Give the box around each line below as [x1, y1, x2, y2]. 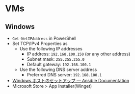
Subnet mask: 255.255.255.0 [27, 56, 85, 62]
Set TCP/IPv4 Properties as [12, 41, 68, 47]
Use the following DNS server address [19, 67, 97, 72]
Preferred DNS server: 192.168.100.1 [27, 72, 102, 77]
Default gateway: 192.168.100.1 [27, 62, 91, 67]
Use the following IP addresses [19, 46, 82, 51]
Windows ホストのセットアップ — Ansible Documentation [12, 78, 130, 83]
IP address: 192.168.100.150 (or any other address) [27, 51, 131, 57]
